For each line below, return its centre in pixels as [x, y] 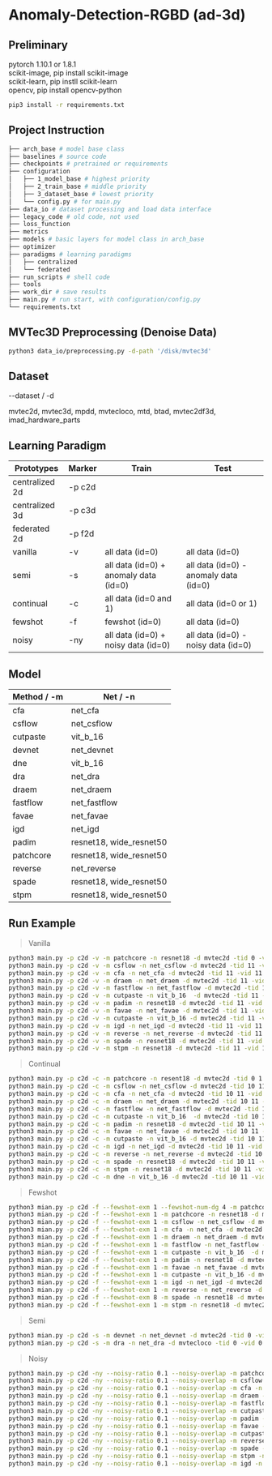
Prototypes [37, 468]
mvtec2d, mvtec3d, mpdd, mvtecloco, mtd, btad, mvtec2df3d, [112, 412]
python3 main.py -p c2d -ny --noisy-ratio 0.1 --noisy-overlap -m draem [134, 1396]
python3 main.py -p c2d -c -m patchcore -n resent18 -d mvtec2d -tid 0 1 [136, 1079]
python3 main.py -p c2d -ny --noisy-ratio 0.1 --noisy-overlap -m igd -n [136, 1464]
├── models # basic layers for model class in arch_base [106, 240]
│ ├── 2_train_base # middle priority [78, 187]
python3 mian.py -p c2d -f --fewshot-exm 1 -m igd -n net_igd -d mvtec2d [136, 1282]
